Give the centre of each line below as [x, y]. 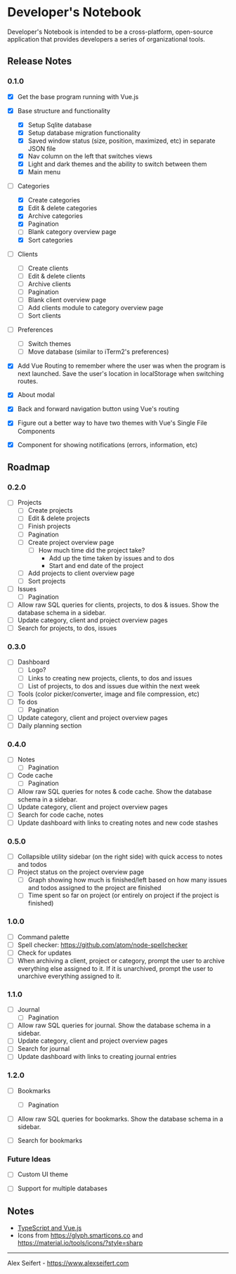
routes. [28, 381]
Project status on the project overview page [81, 872]
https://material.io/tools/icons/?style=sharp [80, 1243]
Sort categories [50, 240]
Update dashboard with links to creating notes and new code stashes [118, 823]
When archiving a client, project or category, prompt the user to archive [121, 960]
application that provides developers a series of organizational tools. [106, 39]
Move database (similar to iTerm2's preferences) [98, 352]
